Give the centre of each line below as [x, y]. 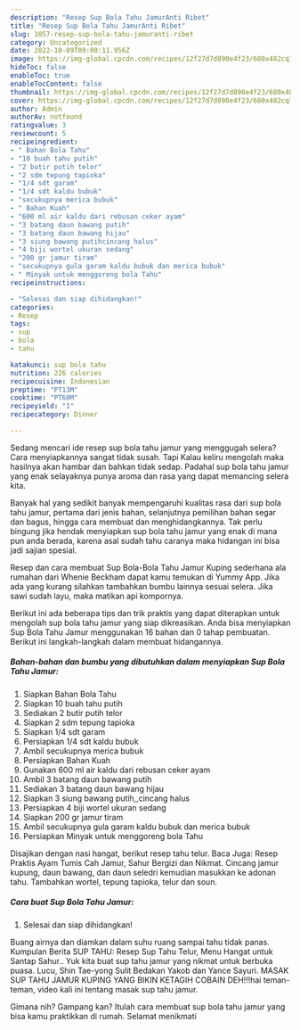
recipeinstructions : [49, 283]
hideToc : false [38, 68]
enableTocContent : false [56, 84]
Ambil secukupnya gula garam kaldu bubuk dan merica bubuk [137, 827]
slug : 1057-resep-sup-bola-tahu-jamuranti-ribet [102, 34]
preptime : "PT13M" [44, 390]
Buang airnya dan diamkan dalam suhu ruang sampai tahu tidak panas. [140, 942]
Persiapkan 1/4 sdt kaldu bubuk [81, 741]
